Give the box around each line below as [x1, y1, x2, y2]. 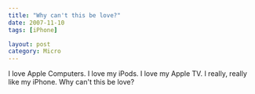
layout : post [8, 40, 51, 48]
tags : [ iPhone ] [8, 26, 58, 34]
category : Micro [8, 48, 61, 56]
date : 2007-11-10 [8, 19, 65, 27]
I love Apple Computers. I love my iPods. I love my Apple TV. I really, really [8, 69, 247, 78]
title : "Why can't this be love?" [8, 11, 122, 20]
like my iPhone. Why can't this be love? [8, 78, 135, 87]
